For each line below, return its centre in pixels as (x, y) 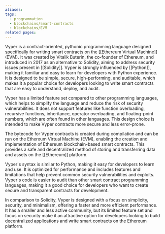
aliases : (14, 10)
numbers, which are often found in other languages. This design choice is (80, 119)
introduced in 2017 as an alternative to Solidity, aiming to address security (80, 62)
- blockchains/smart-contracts (42, 23)
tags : (11, 14)
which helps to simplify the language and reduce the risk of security (74, 103)
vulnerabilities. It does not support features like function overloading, (75, 108)
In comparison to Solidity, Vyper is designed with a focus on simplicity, (77, 200)
